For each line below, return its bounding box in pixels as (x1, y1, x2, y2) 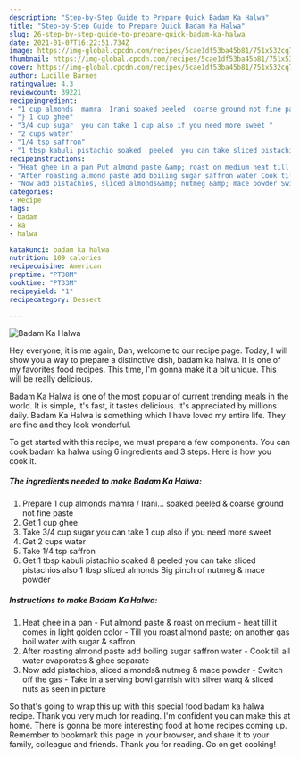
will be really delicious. (9, 373, 94, 384)
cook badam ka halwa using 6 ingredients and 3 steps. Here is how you (9, 446, 272, 457)
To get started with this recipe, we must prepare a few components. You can (9, 436, 291, 447)
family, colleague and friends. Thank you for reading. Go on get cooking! (9, 739, 277, 750)
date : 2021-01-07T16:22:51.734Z (9, 38, 129, 47)
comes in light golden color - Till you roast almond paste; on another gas (21, 627, 290, 637)
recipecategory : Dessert (9, 295, 102, 304)
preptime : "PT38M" (9, 270, 78, 280)
